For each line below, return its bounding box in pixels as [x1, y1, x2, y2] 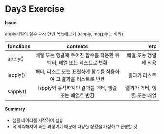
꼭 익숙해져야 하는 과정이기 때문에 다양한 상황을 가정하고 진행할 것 [12, 123, 138, 129]
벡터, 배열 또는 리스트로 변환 [47, 59, 108, 66]
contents [66, 43, 88, 50]
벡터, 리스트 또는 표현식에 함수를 [35, 68, 105, 75]
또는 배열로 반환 [60, 92, 95, 99]
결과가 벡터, [125, 85, 151, 92]
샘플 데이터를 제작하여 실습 [12, 117, 63, 123]
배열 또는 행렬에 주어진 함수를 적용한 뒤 [35, 52, 120, 59]
